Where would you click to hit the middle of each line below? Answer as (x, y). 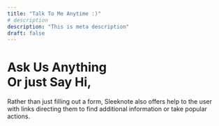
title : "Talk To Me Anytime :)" (54, 14)
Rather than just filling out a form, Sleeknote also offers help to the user (110, 102)
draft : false (26, 33)
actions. (18, 116)
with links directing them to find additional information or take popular (107, 109)
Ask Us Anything (57, 68)
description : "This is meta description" (68, 26)
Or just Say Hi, (50, 82)
